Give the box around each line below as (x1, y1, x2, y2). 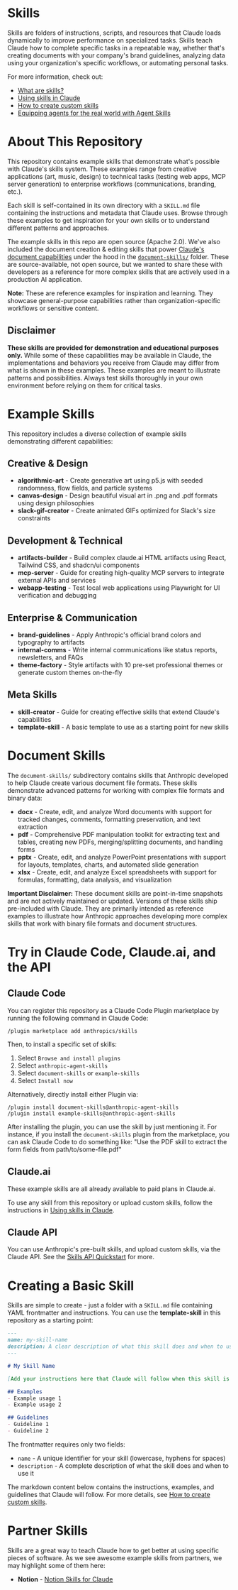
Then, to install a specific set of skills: (7, 1040, 117, 1048)
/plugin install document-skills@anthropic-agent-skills (7, 1104, 179, 1111)
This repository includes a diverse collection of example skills (7, 429, 187, 438)
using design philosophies (17, 499, 94, 508)
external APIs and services (17, 576, 96, 585)
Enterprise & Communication (7, 612, 138, 624)
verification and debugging (17, 591, 97, 600)
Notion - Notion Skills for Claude (17, 1574, 113, 1584)
